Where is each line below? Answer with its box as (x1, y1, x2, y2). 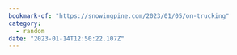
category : (8, 19, 42, 27)
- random (15, 27, 45, 35)
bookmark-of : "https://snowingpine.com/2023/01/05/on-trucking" (8, 11, 230, 20)
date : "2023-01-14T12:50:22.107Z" (8, 34, 125, 43)
